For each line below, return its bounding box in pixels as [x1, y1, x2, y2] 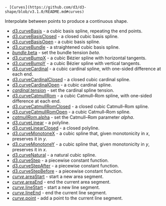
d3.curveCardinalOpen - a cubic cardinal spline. [12, 82, 112, 88]
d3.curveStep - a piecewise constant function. [12, 157, 109, 163]
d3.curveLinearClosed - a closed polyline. [12, 125, 100, 131]
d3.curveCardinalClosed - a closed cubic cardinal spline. [12, 77, 131, 82]
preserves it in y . [12, 136, 48, 142]
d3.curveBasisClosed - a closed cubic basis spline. [12, 33, 119, 39]
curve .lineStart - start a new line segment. [12, 184, 100, 190]
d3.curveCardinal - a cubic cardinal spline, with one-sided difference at [12, 66, 161, 72]
